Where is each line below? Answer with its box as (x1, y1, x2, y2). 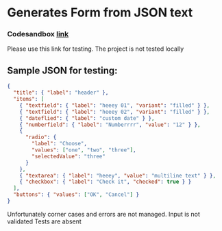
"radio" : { (25, 134, 57, 141)
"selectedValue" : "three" (32, 153, 106, 160)
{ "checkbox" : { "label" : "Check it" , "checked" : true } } (19, 178, 192, 186)
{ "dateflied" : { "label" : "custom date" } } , (19, 114, 155, 121)
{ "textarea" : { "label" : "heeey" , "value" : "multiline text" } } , (19, 172, 217, 179)
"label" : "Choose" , (32, 141, 88, 147)
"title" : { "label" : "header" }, (13, 89, 109, 97)
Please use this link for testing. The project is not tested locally (7, 45, 184, 53)
